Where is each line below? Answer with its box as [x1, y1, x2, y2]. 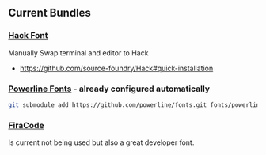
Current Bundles [8, 6, 91, 20]
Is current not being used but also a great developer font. [8, 138, 195, 147]
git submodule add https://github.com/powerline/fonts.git [8, 100, 207, 109]
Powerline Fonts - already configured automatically [8, 83, 211, 94]
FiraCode [8, 119, 45, 130]
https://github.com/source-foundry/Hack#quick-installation [19, 63, 214, 73]
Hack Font [8, 30, 49, 41]
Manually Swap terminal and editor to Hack [8, 47, 149, 58]
